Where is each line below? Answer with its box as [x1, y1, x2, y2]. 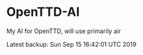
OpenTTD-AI [6, 4, 80, 20]
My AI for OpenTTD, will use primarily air [6, 27, 121, 35]
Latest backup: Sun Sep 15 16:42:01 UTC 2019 [6, 40, 137, 48]
